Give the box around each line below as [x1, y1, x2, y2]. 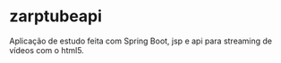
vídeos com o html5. [9, 44, 85, 55]
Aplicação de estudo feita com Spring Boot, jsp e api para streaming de [9, 35, 273, 46]
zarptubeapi [9, 6, 103, 27]
